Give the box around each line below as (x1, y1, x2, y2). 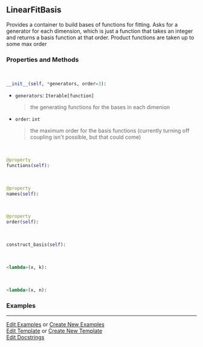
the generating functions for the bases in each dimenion (30, 103, 170, 111)
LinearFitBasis (6, 5, 62, 15)
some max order (6, 40, 47, 47)
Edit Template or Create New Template (6, 327, 103, 335)
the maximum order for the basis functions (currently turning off (30, 127, 190, 134)
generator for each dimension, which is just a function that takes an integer (6, 27, 193, 35)
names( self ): (6, 191, 39, 197)
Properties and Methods (6, 55, 79, 64)
